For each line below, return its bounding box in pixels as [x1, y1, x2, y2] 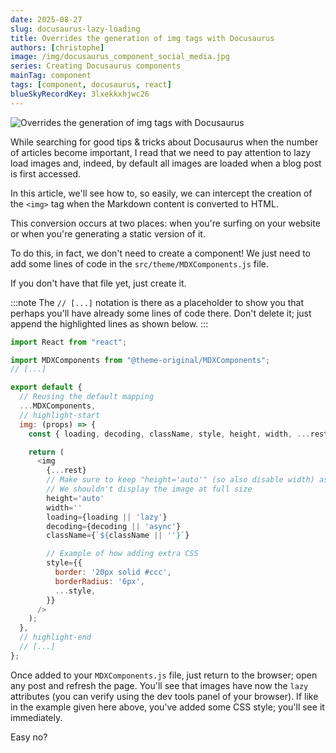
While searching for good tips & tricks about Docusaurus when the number [10, 136, 319, 148]
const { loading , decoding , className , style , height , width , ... [28, 429, 311, 439]
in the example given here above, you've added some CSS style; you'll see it [10, 701, 325, 713]
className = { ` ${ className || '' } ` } [46, 531, 190, 541]
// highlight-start [19, 410, 101, 420]
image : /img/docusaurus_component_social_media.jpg [10, 52, 230, 62]
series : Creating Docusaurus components [10, 61, 182, 71]
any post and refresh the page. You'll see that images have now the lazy [10, 679, 309, 691]
